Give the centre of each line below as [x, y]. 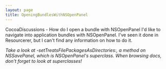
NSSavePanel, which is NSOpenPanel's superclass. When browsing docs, [84, 55]
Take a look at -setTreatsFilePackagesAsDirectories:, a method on [76, 50]
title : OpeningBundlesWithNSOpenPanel [47, 15]
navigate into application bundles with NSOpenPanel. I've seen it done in [82, 35]
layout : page [19, 10]
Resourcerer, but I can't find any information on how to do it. [69, 40]
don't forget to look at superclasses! [44, 61]
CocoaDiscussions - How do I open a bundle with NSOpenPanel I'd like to [83, 29]
